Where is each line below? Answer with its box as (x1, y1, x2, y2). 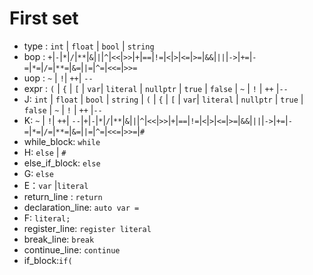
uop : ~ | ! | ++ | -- (23, 72, 94, 84)
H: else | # (23, 146, 67, 158)
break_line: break (23, 233, 95, 245)
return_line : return (23, 190, 103, 202)
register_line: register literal (23, 222, 152, 234)
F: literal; (23, 212, 71, 224)
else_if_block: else (23, 157, 101, 169)
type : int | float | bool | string (23, 40, 155, 52)
